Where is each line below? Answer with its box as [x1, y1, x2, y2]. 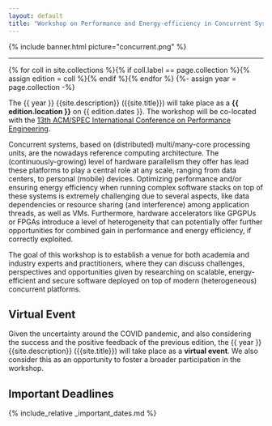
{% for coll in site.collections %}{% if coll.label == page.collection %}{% [8, 65, 251, 75]
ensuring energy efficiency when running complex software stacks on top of [8, 182, 264, 192]
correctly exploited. [8, 234, 74, 244]
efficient [8, 275, 36, 285]
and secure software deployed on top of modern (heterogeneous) [37, 275, 257, 285]
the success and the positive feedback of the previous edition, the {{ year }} [8, 338, 262, 347]
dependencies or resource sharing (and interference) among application [8, 199, 249, 209]
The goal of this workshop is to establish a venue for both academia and [8, 249, 249, 259]
